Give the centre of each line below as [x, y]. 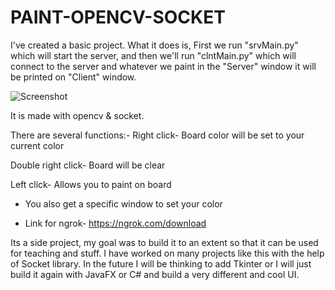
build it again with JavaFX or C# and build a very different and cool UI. [155, 274]
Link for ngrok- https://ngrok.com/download [115, 223]
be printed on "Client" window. [73, 77]
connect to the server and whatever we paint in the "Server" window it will [163, 66]
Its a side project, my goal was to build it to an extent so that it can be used [164, 242]
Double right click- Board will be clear [88, 165]
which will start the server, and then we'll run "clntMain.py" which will [153, 55]
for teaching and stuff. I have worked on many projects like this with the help [167, 253]
